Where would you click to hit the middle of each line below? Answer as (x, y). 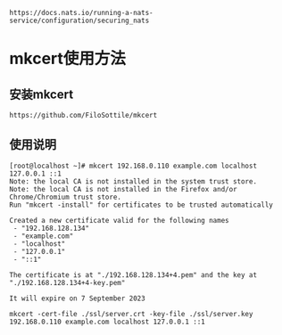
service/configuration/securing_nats (79, 20)
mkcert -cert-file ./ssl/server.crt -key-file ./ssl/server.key (131, 314)
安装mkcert (41, 94)
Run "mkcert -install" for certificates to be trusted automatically (141, 205)
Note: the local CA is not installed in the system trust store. (133, 181)
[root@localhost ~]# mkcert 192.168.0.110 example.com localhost (133, 166)
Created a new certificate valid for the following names (119, 220)
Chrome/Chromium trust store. (66, 197)
